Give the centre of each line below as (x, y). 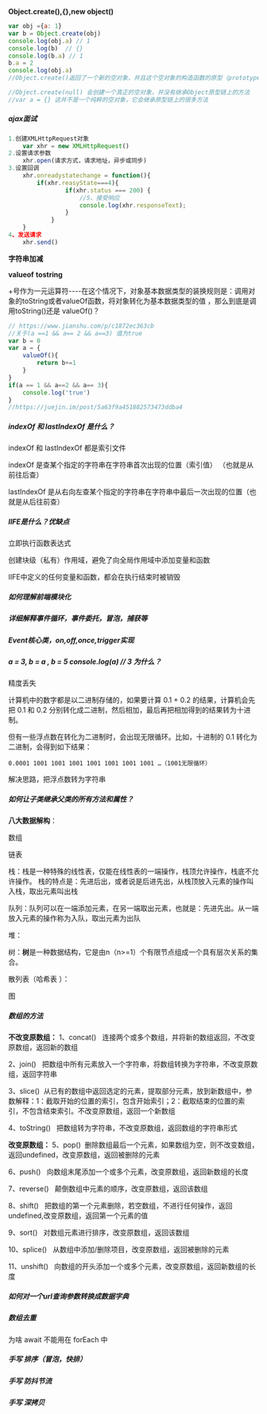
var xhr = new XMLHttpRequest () (76, 146)
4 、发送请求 (25, 235)
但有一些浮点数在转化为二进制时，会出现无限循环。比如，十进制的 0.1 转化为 (133, 737)
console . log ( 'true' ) (56, 393)
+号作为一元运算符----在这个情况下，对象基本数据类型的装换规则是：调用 (128, 291)
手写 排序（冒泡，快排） (48, 1359)
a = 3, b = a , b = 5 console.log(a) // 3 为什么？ (85, 662)
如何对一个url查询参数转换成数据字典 (69, 1296)
